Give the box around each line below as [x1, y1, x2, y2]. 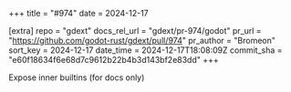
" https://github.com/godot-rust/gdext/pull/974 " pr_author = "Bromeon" [8, 36, 275, 46]
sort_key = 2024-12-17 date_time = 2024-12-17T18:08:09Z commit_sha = [8, 45, 284, 56]
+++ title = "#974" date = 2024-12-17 [8, 8, 150, 18]
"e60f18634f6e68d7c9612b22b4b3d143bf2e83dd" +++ [8, 55, 220, 65]
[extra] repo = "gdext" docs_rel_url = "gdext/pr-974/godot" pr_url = [8, 26, 262, 36]
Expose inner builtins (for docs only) [8, 72, 145, 83]
